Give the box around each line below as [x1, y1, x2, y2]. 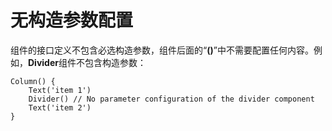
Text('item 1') [28, 85, 92, 95]
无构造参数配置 [10, 9, 134, 32]
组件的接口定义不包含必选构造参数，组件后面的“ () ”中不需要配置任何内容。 [10, 44, 314, 56]
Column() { [10, 76, 56, 86]
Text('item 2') [28, 102, 92, 113]
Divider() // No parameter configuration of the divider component [28, 94, 315, 104]
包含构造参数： [84, 56, 147, 68]
